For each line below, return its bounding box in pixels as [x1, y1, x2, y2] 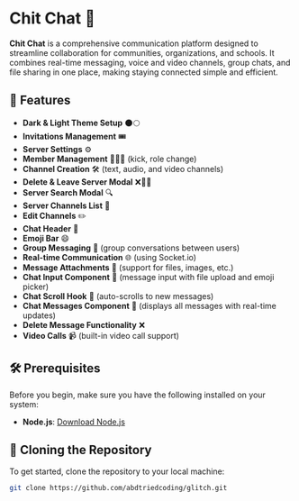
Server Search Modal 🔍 [22, 187, 113, 197]
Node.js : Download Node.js [22, 416, 126, 427]
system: [9, 398, 39, 409]
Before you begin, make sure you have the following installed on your [9, 389, 266, 400]
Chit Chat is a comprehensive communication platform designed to [9, 38, 258, 49]
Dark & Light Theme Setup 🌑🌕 [22, 117, 140, 128]
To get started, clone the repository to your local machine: [9, 466, 225, 477]
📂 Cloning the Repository [9, 442, 152, 458]
